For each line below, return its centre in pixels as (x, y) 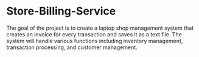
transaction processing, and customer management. (72, 47)
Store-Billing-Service (61, 11)
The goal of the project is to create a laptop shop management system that (100, 28)
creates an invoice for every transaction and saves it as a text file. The (94, 34)
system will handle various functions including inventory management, (95, 41)
